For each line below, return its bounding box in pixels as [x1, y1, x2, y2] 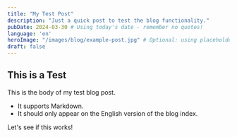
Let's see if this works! [7, 123, 73, 131]
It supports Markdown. [17, 102, 84, 110]
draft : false [7, 43, 46, 50]
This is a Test [7, 69, 67, 81]
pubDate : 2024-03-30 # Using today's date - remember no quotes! [7, 23, 203, 30]
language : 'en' [7, 30, 52, 37]
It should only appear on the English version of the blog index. [17, 109, 198, 117]
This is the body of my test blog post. [7, 88, 116, 96]
